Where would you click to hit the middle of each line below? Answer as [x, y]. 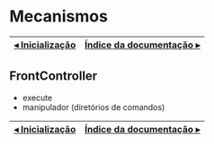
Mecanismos [58, 17]
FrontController [53, 76]
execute [37, 97]
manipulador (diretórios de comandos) [94, 107]
